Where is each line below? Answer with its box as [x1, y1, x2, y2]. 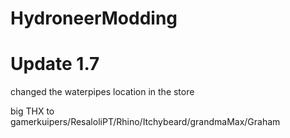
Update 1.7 [10, 53, 100, 76]
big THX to [10, 105, 55, 117]
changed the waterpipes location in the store [10, 86, 195, 98]
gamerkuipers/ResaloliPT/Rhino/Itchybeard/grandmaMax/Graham [10, 116, 281, 128]
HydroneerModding [10, 7, 178, 30]
